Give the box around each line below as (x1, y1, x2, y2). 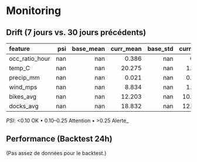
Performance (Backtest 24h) (6, 134, 113, 144)
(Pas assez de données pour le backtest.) (6, 149, 107, 156)
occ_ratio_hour (9, 54, 50, 63)
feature (9, 45, 30, 53)
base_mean (72, 45, 106, 53)
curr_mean (110, 45, 142, 53)
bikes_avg (9, 92, 37, 101)
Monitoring (6, 4, 62, 18)
